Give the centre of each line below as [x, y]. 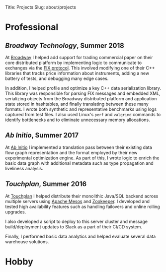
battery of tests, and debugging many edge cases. [57, 78]
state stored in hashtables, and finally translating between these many [77, 104]
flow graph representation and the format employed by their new [71, 152]
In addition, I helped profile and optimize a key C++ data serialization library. [83, 88]
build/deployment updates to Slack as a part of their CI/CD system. [74, 227]
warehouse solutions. [27, 241]
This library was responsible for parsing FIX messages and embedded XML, [83, 93]
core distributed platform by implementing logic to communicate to [74, 63]
